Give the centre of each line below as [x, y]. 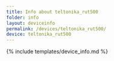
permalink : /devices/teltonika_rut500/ [56, 29]
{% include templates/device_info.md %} [57, 51]
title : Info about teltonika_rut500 [52, 12]
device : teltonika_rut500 [39, 34]
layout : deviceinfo [31, 23]
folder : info [23, 18]
